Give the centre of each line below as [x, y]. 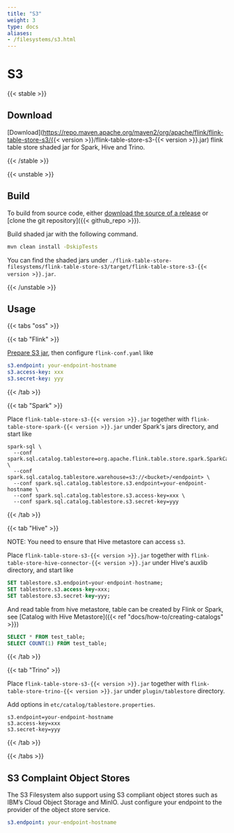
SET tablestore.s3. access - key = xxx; [59, 589]
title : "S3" [24, 14]
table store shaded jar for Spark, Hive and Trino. [76, 147]
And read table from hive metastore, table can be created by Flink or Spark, [116, 609]
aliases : [20, 33]
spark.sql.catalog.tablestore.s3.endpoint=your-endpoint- [121, 483]
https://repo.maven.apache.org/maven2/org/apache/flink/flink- [133, 132]
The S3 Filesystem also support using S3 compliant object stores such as [112, 795]
